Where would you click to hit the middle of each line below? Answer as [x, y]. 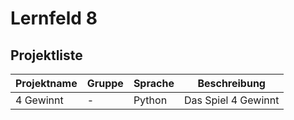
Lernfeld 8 [54, 18]
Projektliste [46, 55]
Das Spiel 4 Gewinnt [231, 100]
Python [150, 100]
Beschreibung [231, 83]
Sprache [154, 83]
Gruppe [105, 83]
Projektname [46, 83]
